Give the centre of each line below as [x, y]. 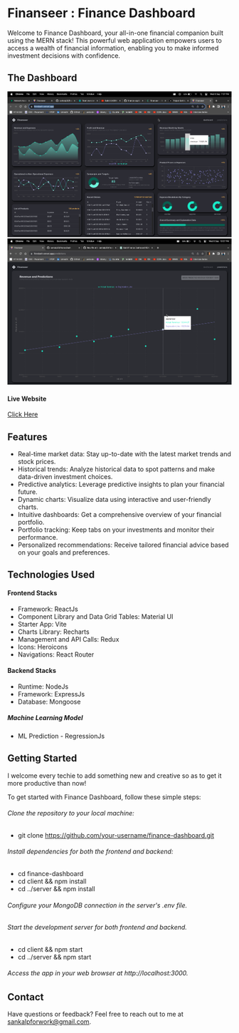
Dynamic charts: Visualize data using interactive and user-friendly [114, 499]
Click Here [23, 414]
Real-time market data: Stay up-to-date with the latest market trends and [124, 453]
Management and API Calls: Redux [68, 639]
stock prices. [37, 461]
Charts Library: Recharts [54, 632]
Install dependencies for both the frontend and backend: [90, 852]
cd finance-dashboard [51, 873]
